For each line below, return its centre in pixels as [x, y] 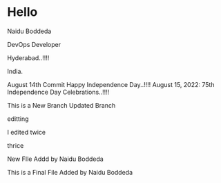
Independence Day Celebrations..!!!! [58, 92]
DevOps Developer [34, 44]
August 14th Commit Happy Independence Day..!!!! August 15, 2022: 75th [111, 84]
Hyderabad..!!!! [28, 58]
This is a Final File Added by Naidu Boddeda [70, 172]
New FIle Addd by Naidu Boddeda [55, 159]
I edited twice [27, 132]
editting [18, 119]
